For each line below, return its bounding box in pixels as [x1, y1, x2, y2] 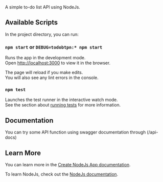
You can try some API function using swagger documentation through [5, 130, 146, 135]
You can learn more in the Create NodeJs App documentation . [5, 162, 131, 168]
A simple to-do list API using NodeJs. [5, 4, 80, 10]
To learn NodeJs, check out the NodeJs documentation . [5, 171, 118, 177]
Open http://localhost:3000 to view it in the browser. [5, 60, 111, 66]
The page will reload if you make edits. [5, 70, 83, 76]
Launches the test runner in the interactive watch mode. [5, 97, 118, 103]
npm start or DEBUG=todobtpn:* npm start [5, 44, 103, 51]
